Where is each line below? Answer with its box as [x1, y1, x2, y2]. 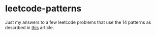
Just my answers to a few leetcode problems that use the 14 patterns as [5, 19, 151, 25]
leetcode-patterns [5, 3, 82, 14]
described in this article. [5, 24, 54, 30]
